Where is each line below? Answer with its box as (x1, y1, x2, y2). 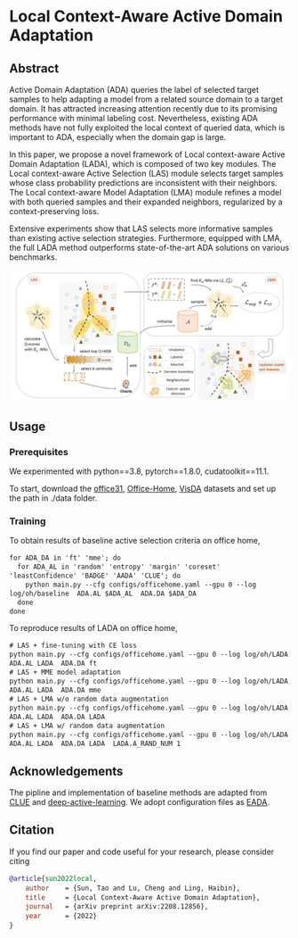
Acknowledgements (9, 763, 124, 778)
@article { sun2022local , (9, 874, 98, 883)
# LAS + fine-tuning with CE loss (9, 641, 138, 651)
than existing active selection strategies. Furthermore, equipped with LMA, (9, 233, 283, 243)
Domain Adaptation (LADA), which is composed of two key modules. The (9, 159, 277, 169)
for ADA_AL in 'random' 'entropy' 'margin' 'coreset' (17, 562, 221, 572)
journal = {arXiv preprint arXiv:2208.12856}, (25, 902, 209, 911)
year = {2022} (25, 912, 98, 921)
